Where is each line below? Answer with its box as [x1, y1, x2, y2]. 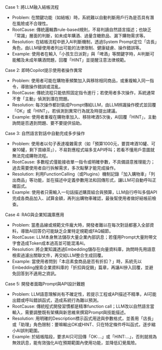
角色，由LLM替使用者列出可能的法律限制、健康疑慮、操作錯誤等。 [12, 45, 144, 50]
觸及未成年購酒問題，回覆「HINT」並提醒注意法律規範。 [16, 57, 129, 63]
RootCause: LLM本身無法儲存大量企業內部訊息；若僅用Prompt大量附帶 [12, 234, 153, 240]
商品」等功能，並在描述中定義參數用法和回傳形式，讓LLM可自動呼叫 [16, 177, 152, 183]
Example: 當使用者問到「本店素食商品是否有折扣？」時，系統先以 [12, 259, 142, 264]
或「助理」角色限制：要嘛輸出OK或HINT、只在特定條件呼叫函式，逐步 [12, 322, 151, 327]
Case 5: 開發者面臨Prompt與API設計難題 [5, 281, 86, 286]
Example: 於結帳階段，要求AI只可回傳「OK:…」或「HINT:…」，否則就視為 [12, 334, 157, 339]
